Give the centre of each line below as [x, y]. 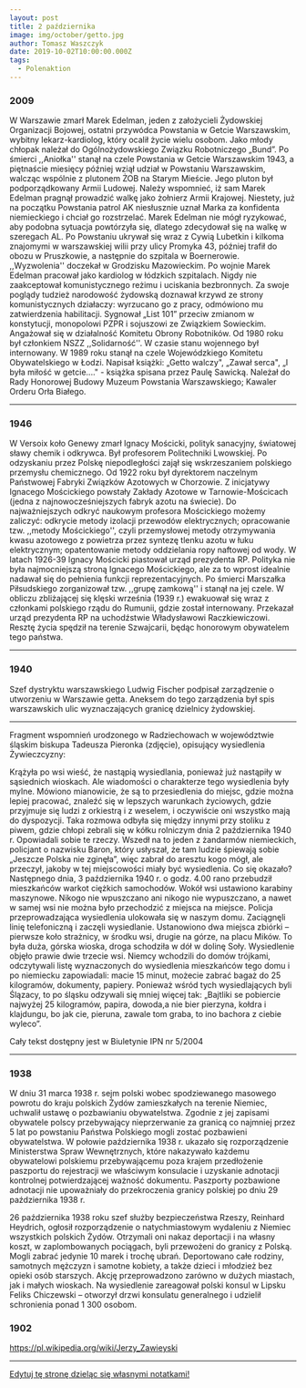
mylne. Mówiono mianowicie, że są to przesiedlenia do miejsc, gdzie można [152, 791]
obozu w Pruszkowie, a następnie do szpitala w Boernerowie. [124, 256]
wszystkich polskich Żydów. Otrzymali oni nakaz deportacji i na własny [143, 1237]
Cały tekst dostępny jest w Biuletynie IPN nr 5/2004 [106, 1041]
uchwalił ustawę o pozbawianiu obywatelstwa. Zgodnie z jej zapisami [139, 1113]
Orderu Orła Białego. [48, 392]
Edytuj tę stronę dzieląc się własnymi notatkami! [100, 1374]
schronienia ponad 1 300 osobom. [73, 1305]
